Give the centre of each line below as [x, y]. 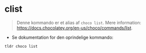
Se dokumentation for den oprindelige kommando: [62, 37]
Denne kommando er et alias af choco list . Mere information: [79, 23]
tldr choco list [21, 46]
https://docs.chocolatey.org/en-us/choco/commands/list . [74, 27]
